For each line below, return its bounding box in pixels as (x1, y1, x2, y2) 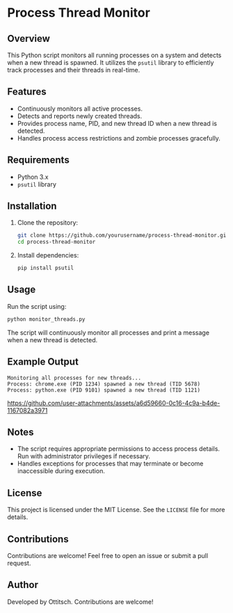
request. (7, 559, 31, 567)
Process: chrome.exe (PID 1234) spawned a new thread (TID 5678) (7, 381, 200, 388)
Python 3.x (17, 173, 49, 181)
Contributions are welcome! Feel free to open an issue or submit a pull (7, 552, 209, 559)
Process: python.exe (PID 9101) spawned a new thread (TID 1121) (7, 386, 200, 394)
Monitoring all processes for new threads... (7, 374, 141, 381)
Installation (7, 200, 57, 212)
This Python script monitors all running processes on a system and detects (7, 51, 222, 59)
